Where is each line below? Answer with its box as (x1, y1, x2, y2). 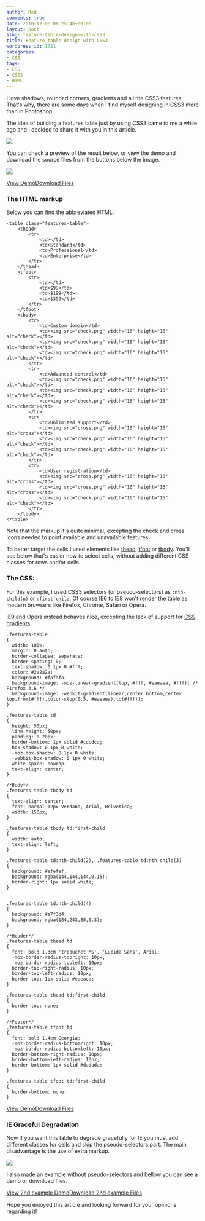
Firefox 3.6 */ (6, 685, 45, 692)
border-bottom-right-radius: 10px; (12, 1051, 103, 1057)
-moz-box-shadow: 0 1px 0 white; (12, 749, 97, 756)
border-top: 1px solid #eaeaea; (12, 976, 95, 982)
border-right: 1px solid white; (12, 879, 95, 885)
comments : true (6, 15, 45, 21)
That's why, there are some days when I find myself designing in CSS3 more (6, 101, 199, 108)
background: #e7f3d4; (12, 911, 67, 917)
